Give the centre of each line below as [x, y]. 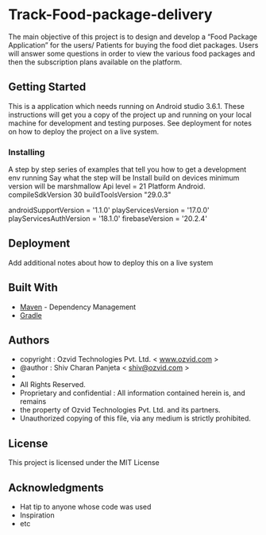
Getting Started [47, 87]
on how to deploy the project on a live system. [84, 131]
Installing [27, 152]
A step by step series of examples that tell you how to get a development [127, 169]
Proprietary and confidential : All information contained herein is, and [133, 393]
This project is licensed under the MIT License [84, 463]
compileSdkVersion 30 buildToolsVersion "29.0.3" [90, 195]
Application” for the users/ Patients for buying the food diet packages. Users [133, 45]
